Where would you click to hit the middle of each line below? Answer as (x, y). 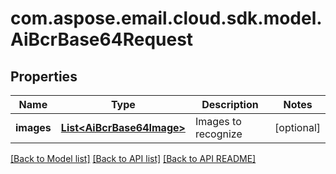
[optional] (297, 127)
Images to (218, 121)
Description (230, 104)
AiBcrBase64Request (102, 39)
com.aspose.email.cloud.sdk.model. (166, 18)
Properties (44, 76)
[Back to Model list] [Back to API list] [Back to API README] (133, 158)
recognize (218, 134)
